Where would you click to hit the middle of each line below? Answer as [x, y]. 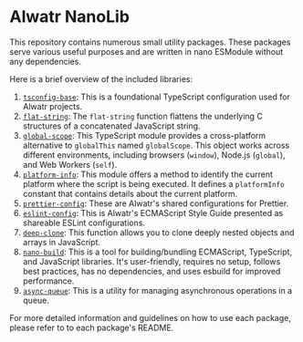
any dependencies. [46, 61]
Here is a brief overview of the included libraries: [101, 78]
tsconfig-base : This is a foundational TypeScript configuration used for [156, 97]
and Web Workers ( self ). [70, 164]
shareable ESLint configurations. [84, 223]
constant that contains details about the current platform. [130, 193]
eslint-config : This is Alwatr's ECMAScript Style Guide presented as [153, 212]
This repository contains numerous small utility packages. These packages [150, 42]
